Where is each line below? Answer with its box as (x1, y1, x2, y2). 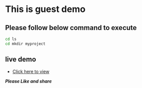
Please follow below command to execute (5, 23, 137, 32)
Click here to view (12, 68, 50, 74)
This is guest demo (5, 3, 86, 15)
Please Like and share (5, 78, 52, 84)
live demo (5, 55, 36, 63)
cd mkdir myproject (5, 41, 46, 46)
